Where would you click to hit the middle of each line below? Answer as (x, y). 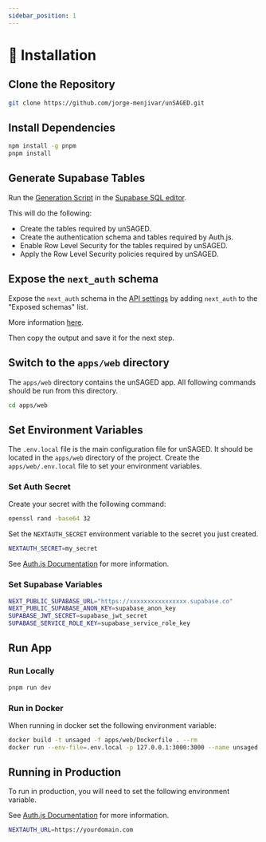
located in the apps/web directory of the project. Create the (104, 458)
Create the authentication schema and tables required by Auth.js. (127, 237)
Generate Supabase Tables (77, 178)
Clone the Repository (62, 85)
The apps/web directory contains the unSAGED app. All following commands (132, 382)
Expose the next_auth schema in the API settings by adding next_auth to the (133, 298)
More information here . (46, 322)
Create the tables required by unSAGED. (86, 228)
